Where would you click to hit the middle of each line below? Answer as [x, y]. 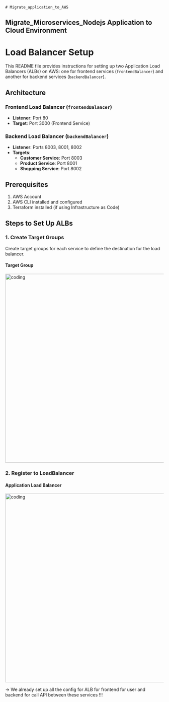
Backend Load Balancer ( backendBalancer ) [57, 136]
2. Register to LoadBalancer [40, 473]
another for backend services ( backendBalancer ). [56, 77]
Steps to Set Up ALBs [39, 223]
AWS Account [27, 197]
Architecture [26, 92]
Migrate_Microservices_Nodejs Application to [79, 23]
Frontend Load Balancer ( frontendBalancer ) [59, 107]
